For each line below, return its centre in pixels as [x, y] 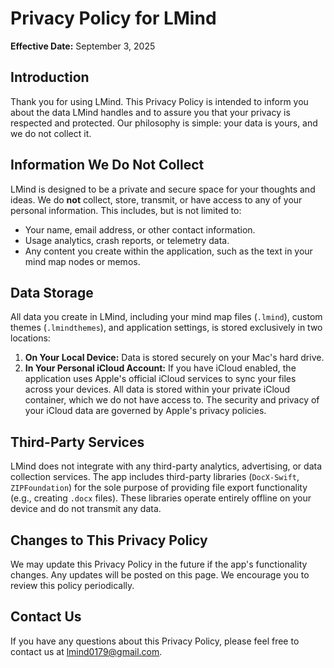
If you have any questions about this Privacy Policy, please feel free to [155, 641]
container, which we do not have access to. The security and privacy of [172, 400]
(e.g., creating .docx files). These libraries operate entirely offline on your [161, 498]
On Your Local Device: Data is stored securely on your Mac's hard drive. [174, 358]
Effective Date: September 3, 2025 [83, 46]
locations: [30, 338]
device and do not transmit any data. [86, 509]
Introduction [50, 77]
